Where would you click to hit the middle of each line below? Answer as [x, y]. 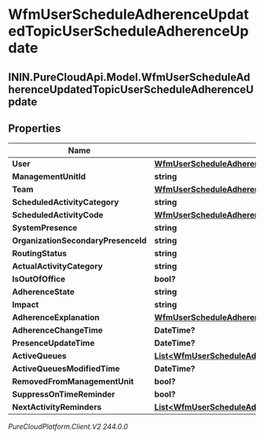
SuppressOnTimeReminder [64, 394]
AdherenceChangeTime [58, 330]
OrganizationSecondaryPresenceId [79, 240]
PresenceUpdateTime [53, 343]
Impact [26, 305]
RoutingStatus [39, 254]
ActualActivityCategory [58, 266]
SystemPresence [45, 228]
